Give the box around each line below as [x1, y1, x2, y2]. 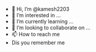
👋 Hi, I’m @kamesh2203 [11, 6, 70, 12]
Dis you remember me [11, 39, 65, 46]
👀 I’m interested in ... [11, 12, 61, 19]
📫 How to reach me [11, 31, 60, 37]
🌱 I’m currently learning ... [11, 18, 74, 25]
